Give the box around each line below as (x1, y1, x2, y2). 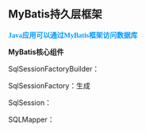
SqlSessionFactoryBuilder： (8, 64, 100, 73)
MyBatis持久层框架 (8, 7, 102, 21)
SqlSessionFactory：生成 (8, 80, 90, 90)
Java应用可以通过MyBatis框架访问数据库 (8, 31, 138, 40)
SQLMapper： (8, 115, 55, 124)
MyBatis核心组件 (8, 47, 64, 56)
